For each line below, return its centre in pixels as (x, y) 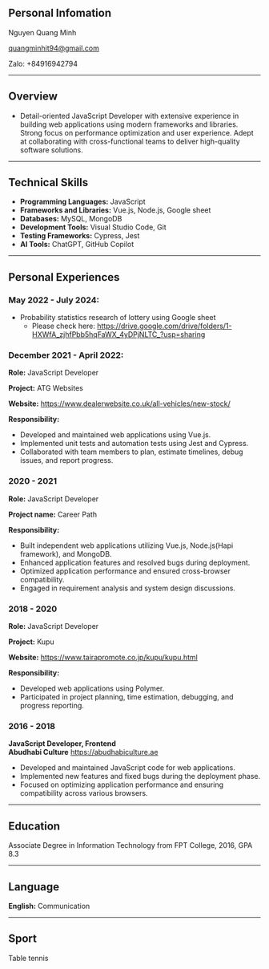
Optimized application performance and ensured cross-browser (125, 571)
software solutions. (52, 150)
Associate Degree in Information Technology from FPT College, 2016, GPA (130, 845)
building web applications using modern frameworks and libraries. (129, 124)
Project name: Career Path (53, 514)
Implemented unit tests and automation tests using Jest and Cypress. (134, 444)
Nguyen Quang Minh (42, 32)
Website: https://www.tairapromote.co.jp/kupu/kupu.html (103, 658)
